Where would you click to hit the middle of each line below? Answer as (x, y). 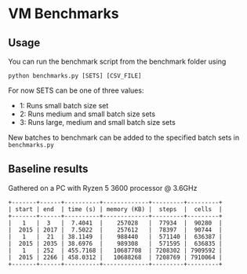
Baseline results (48, 169)
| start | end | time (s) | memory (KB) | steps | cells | (115, 209)
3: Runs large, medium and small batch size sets (98, 122)
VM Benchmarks (64, 14)
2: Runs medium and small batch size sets (87, 114)
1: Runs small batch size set (64, 106)
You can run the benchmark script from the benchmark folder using (117, 61)
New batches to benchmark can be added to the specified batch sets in (124, 137)
